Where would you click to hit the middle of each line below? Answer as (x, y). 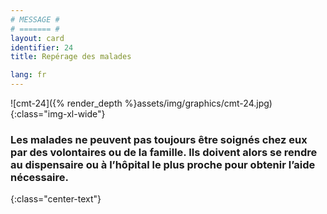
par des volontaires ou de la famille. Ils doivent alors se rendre (164, 152)
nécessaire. (40, 177)
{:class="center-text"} (56, 199)
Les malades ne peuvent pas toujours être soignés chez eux (159, 139)
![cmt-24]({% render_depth (66, 103)
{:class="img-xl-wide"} (58, 114)
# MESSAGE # (35, 19)
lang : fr (28, 75)
